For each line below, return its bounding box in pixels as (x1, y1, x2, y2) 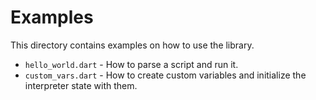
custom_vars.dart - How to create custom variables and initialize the (24, 69, 307, 81)
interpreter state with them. (24, 79, 138, 91)
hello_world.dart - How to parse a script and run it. (24, 58, 239, 70)
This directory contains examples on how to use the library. (10, 39, 255, 51)
